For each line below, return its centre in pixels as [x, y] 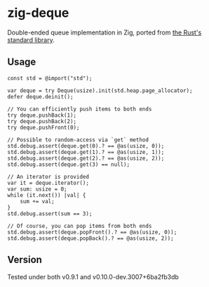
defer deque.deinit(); [40, 96]
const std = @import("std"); [50, 78]
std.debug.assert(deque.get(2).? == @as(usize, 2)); [86, 158]
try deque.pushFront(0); [43, 127]
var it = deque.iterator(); [48, 183]
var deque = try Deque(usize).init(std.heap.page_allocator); [100, 90]
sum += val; [37, 201]
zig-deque [38, 13]
